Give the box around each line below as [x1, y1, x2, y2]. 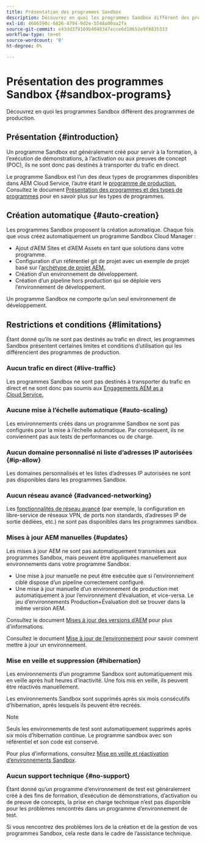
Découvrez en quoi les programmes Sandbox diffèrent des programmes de [6, 107, 195, 115]
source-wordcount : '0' [6, 37, 64, 43]
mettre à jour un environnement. [6, 641, 87, 648]
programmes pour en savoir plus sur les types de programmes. [6, 192, 165, 200]
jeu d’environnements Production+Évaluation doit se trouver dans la [15, 598, 186, 605]
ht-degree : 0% [6, 43, 43, 49]
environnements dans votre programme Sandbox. [6, 560, 131, 568]
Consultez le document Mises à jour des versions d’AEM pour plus [6, 616, 173, 623]
